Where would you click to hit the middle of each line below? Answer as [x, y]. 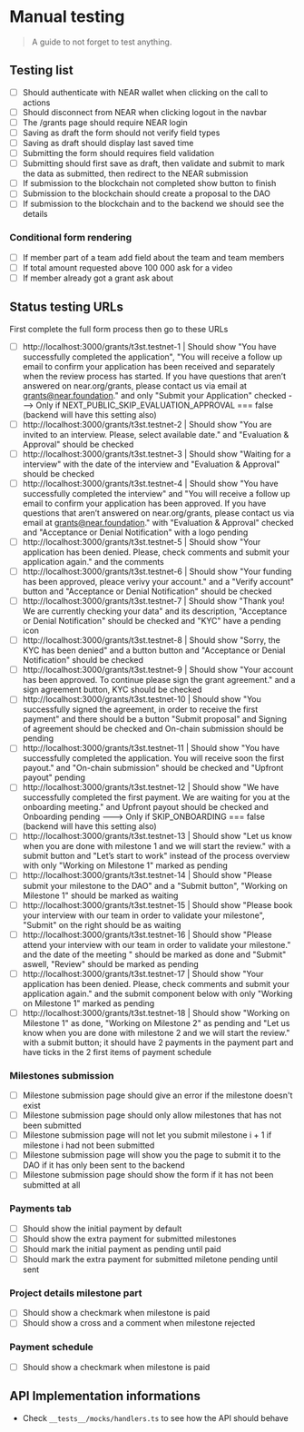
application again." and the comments [93, 561]
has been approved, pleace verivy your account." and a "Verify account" [158, 582]
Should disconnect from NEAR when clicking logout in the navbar [145, 112]
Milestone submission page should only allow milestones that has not [152, 1115]
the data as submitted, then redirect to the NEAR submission [135, 173]
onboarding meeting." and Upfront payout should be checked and [146, 807]
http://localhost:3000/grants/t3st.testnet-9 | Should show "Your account [158, 670]
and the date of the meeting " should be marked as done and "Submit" [154, 954]
